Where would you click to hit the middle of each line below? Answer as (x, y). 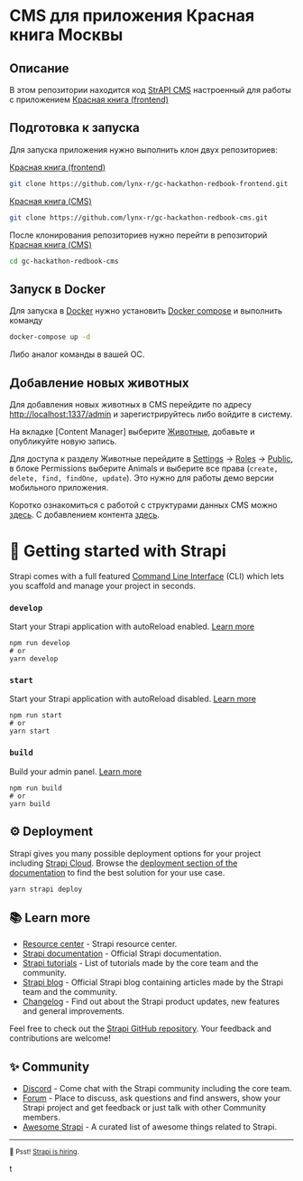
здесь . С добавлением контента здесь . (85, 514)
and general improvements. (73, 1011)
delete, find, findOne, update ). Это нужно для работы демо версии (142, 478)
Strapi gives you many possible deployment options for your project (135, 853)
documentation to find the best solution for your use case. (117, 872)
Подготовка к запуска (74, 128)
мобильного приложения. (59, 487)
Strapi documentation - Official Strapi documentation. (122, 953)
